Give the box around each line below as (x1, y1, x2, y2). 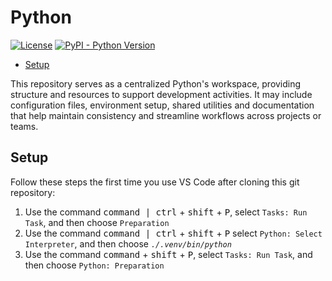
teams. (10, 120, 39, 132)
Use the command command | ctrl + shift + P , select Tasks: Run (24, 206, 308, 218)
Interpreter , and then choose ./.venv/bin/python (24, 237, 232, 250)
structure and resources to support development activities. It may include (10, 88, 313, 100)
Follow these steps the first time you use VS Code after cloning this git (10, 176, 300, 188)
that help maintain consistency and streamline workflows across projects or (10, 109, 322, 121)
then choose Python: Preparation (24, 259, 165, 271)
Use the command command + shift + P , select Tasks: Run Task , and (24, 248, 313, 260)
